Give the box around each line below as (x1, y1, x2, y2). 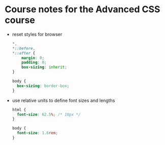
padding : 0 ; (21, 60, 47, 65)
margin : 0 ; (21, 55, 45, 61)
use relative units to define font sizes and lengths (12, 97, 115, 103)
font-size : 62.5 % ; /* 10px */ (17, 112, 81, 117)
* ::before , (12, 46, 36, 51)
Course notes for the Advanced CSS (5, 4, 160, 15)
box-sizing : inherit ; (21, 65, 67, 70)
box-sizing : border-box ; (17, 83, 70, 89)
